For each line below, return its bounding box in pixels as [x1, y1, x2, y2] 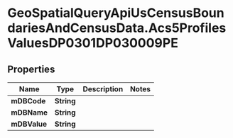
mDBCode [11, 96, 46, 105]
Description [82, 84, 124, 93]
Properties [7, 63, 55, 75]
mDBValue [11, 119, 48, 129]
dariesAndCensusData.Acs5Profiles [7, 20, 227, 36]
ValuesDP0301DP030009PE [7, 35, 179, 51]
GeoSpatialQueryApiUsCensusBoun [7, 5, 225, 21]
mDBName [11, 108, 48, 117]
